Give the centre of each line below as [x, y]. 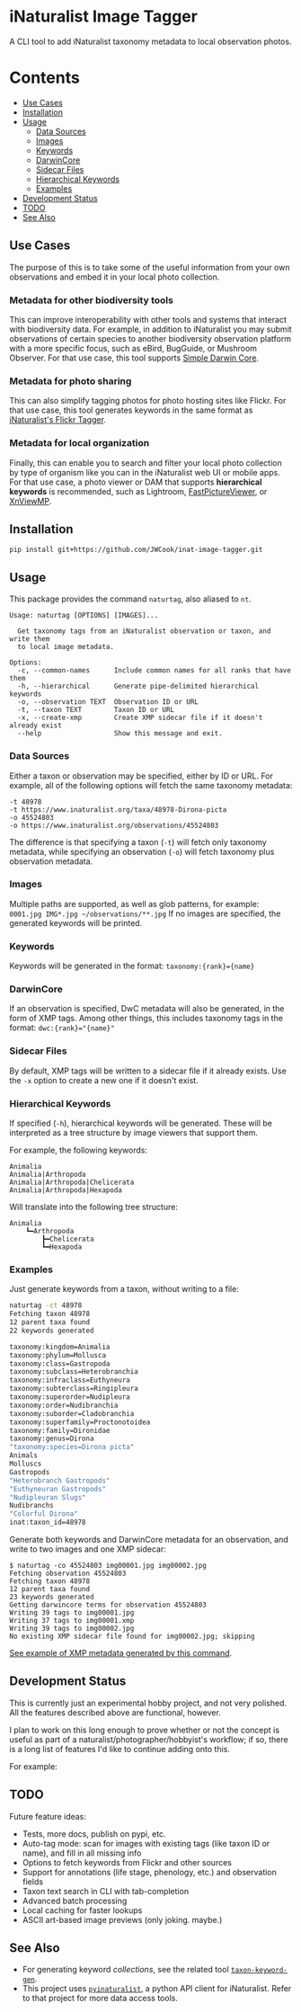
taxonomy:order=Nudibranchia [64, 1405]
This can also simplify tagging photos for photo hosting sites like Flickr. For [148, 401]
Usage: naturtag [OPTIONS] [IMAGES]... [84, 616]
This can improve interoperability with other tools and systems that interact [148, 319]
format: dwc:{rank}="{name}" [62, 1028]
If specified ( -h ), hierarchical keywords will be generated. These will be [141, 1123]
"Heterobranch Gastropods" [60, 1481]
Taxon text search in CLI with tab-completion [106, 1891]
